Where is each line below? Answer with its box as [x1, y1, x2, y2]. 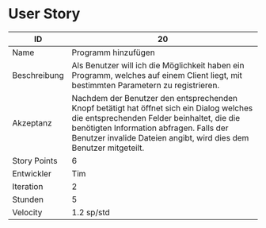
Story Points [12, 155, 58, 166]
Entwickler [12, 168, 51, 179]
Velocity [12, 207, 43, 218]
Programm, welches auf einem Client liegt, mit [71, 69, 243, 80]
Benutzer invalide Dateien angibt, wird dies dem [71, 132, 249, 143]
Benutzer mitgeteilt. [71, 142, 145, 153]
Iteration [12, 180, 44, 191]
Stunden [12, 194, 44, 205]
